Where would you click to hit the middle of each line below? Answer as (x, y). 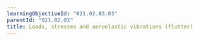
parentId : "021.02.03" (40, 20)
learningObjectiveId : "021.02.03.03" (62, 14)
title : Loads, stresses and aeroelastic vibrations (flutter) (100, 26)
